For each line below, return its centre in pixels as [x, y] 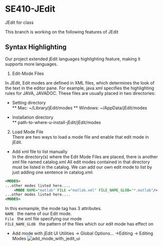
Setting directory [29, 103]
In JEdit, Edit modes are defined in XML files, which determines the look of [80, 83]
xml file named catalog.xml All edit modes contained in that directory [81, 162]
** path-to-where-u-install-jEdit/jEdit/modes [56, 122]
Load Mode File [28, 132]
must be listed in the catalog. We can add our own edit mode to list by [82, 167]
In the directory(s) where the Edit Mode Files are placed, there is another [85, 157]
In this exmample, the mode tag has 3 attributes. [54, 209]
